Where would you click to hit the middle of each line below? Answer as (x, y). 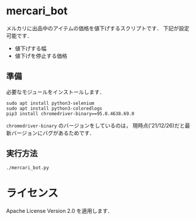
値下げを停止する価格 (41, 55)
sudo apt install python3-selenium (50, 103)
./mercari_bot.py (28, 168)
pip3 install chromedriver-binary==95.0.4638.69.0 (70, 114)
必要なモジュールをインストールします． (56, 92)
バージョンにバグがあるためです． (53, 133)
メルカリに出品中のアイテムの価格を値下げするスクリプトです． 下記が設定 (98, 28)
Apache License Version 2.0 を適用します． (60, 210)
